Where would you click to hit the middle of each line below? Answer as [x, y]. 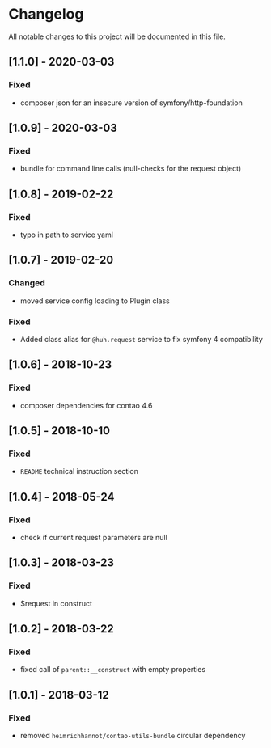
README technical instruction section [79, 471]
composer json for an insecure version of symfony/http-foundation [131, 103]
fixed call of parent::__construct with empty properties [113, 670]
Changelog [46, 14]
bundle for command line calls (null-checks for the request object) [131, 169]
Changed [27, 283]
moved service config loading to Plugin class [95, 301]
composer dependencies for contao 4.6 [86, 405]
